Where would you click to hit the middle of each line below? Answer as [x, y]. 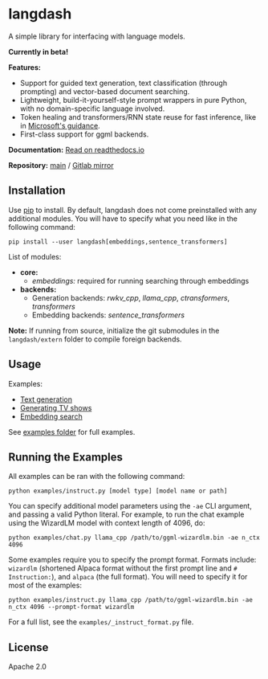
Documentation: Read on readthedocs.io [76, 149]
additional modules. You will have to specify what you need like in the [123, 219]
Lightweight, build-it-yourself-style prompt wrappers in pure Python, [133, 100]
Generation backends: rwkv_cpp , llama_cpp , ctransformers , [131, 297]
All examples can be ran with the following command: [97, 477]
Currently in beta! [39, 51]
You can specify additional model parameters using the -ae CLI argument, [130, 506]
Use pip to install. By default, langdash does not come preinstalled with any [133, 210]
